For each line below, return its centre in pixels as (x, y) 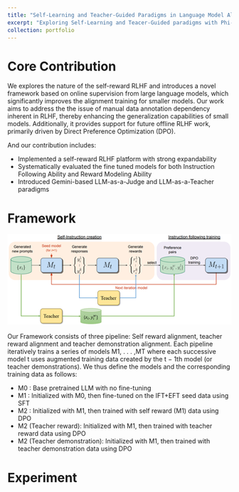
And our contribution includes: (52, 145)
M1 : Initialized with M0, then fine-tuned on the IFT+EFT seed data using (123, 396)
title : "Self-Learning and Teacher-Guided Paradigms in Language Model (116, 15)
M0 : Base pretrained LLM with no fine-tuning (84, 388)
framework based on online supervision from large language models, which (118, 93)
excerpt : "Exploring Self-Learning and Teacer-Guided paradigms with (113, 22)
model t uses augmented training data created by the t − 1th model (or (110, 359)
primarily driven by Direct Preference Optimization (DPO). (91, 131)
